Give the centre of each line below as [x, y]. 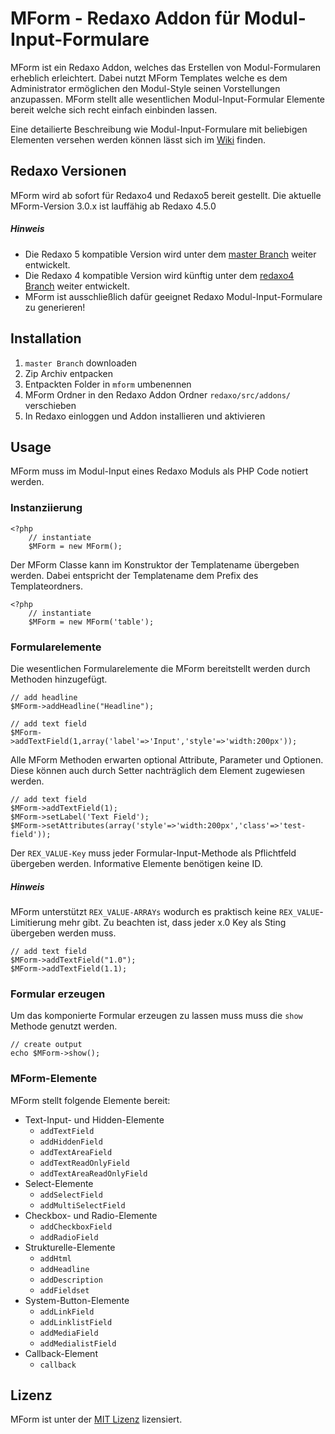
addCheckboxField [76, 1227]
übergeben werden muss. [63, 933]
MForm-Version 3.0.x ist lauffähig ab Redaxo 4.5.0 [113, 206]
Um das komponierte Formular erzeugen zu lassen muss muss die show [156, 1016]
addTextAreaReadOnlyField [93, 1173]
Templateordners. [46, 586]
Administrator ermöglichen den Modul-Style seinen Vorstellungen [145, 88]
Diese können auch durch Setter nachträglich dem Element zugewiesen [157, 770]
